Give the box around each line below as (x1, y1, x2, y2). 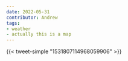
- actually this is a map (6, 31, 71, 37)
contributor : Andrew (6, 14, 59, 21)
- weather (6, 25, 31, 32)
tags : (6, 20, 20, 26)
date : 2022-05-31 (6, 8, 50, 15)
